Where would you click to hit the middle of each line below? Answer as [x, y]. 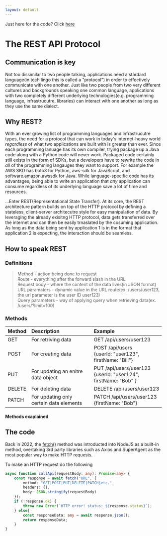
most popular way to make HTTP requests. [49, 455]
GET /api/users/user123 [122, 340]
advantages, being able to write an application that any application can [78, 181]
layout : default [22, 10]
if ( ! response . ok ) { [35, 501]
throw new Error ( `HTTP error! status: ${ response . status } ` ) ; [88, 506]
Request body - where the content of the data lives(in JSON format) [87, 285]
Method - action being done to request [57, 274]
